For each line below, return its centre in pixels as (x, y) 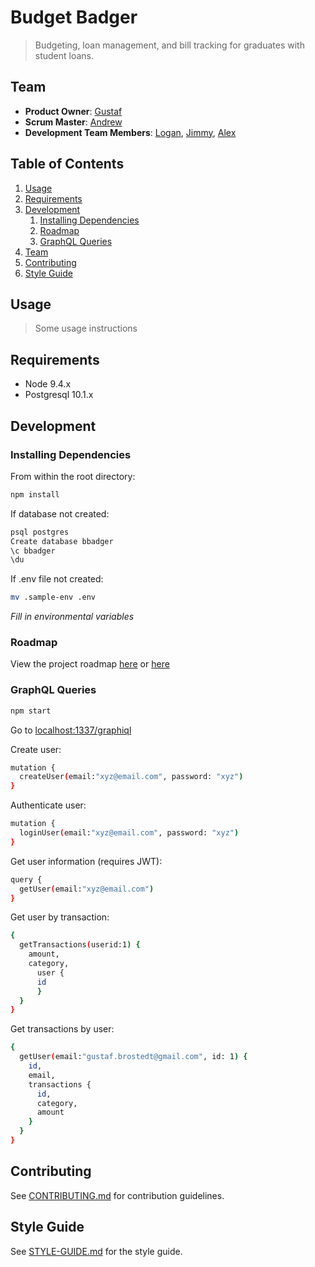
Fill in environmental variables (72, 617)
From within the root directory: (73, 476)
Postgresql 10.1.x (59, 395)
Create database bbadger (62, 541)
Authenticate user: (48, 805)
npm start (31, 711)
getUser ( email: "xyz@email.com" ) (87, 889)
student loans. (64, 55)
